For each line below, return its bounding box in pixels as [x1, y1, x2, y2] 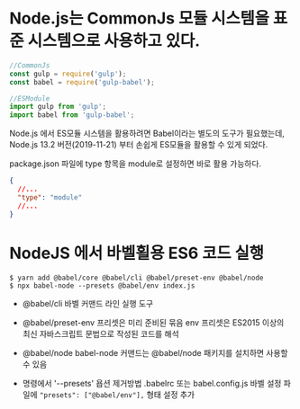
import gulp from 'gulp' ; [9, 102, 106, 111]
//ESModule [9, 93, 50, 103]
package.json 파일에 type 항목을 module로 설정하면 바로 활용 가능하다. [9, 158, 262, 169]
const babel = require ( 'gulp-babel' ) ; [9, 77, 155, 86]
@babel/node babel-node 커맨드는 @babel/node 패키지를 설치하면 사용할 [22, 347, 288, 358]
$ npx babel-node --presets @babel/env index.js [9, 280, 195, 290]
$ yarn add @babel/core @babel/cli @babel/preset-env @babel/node [9, 273, 264, 282]
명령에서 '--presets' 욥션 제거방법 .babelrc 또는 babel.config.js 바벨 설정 [22, 378, 282, 388]
